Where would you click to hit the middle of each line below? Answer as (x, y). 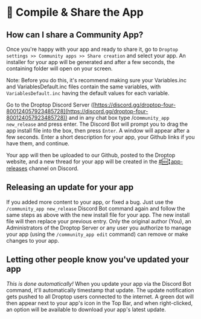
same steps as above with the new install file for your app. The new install (98, 215)
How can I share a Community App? (75, 35)
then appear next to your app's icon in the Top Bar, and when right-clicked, (100, 303)
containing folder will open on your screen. (59, 68)
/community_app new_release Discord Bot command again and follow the (96, 208)
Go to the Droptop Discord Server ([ (51, 105)
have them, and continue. (38, 143)
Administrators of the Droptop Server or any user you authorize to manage (99, 228)
